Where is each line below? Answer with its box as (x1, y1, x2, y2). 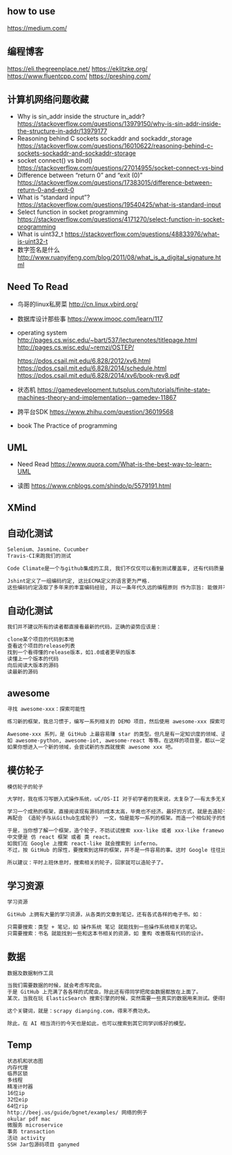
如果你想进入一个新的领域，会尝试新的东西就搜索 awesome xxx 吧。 (7, 743, 176, 750)
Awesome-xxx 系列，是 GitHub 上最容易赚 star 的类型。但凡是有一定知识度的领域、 (7, 731, 222, 738)
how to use (7, 6, 56, 17)
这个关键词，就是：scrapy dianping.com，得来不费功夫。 (7, 1008, 154, 1015)
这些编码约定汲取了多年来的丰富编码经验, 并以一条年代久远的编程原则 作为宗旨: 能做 (7, 584, 218, 591)
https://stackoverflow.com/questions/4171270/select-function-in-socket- (17, 215, 225, 224)
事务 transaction (7, 1128, 55, 1136)
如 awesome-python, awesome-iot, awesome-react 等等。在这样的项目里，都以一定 (7, 737, 226, 745)
